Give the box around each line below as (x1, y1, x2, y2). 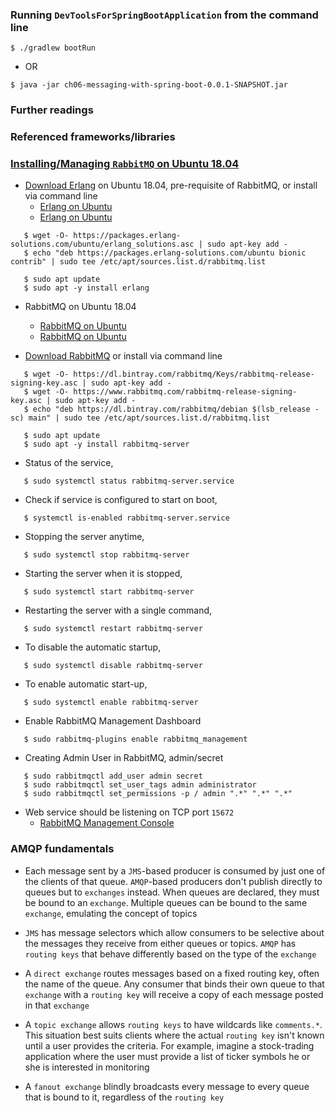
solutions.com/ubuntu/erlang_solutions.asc (10, 239, 195, 250)
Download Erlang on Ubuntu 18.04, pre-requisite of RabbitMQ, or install (24, 179, 318, 192)
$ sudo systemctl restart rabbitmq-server (23, 624, 203, 634)
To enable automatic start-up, (24, 678, 148, 690)
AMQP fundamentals (10, 842, 115, 856)
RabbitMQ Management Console (39, 817, 175, 829)
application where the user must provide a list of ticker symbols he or (24, 1050, 311, 1062)
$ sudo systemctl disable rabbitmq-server (23, 661, 203, 671)
